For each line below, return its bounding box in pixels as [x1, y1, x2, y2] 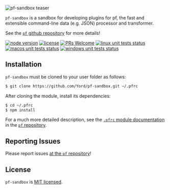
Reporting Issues [5, 137, 61, 146]
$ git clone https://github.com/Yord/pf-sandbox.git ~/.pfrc [5, 83, 138, 89]
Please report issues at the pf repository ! [5, 151, 91, 157]
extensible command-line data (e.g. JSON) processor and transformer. [5, 20, 154, 26]
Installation [5, 60, 42, 69]
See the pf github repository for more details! [5, 30, 101, 36]
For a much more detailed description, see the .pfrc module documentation [5, 116, 165, 123]
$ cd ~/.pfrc [5, 103, 33, 108]
